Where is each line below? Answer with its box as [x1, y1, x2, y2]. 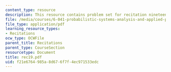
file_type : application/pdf [5, 21, 65, 27]
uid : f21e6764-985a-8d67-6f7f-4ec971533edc [5, 59, 99, 64]
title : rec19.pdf [5, 54, 42, 60]
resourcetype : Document [5, 50, 56, 55]
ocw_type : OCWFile [5, 36, 44, 41]
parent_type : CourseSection [5, 45, 65, 50]
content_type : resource [5, 7, 56, 13]
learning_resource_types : [5, 26, 60, 31]
